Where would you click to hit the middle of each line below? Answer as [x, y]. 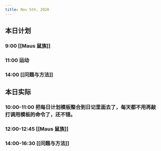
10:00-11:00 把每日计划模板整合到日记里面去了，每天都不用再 [78, 107]
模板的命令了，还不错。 [48, 115]
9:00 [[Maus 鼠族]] [28, 46]
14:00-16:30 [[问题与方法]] [37, 143]
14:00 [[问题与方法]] [29, 75]
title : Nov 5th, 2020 [27, 10]
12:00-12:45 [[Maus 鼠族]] [37, 129]
